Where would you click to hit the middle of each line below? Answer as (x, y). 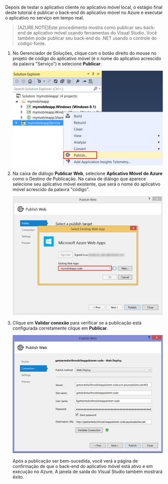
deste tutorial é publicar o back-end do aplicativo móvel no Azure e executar (84, 12)
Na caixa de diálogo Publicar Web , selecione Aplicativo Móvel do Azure (87, 173)
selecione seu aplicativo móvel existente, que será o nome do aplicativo (86, 184)
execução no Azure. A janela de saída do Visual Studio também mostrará (87, 471)
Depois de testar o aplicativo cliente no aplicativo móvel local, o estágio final (84, 7)
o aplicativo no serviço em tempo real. (44, 18)
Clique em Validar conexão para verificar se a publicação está (77, 322)
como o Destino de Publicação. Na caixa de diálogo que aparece (79, 179)
